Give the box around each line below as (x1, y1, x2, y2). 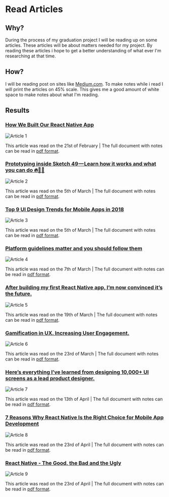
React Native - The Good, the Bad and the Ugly (5, 459, 122, 466)
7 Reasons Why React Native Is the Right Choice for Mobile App (5, 414, 164, 421)
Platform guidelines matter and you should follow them (5, 245, 143, 252)
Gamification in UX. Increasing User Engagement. (5, 329, 130, 336)
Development (5, 420, 39, 428)
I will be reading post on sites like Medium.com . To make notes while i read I (5, 81, 163, 87)
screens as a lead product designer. (5, 375, 95, 382)
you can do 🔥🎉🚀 (5, 167, 45, 174)
